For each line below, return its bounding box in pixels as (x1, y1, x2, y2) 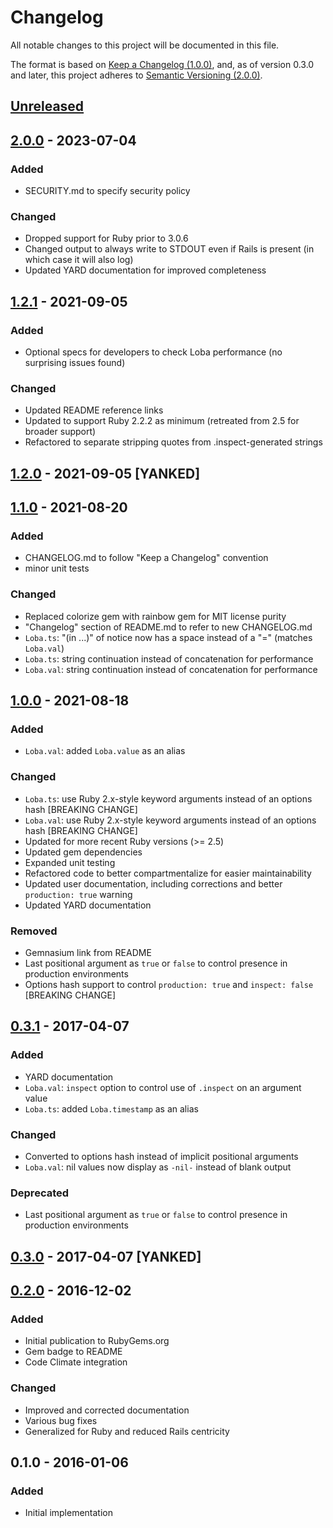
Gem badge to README (24, 1346, 123, 1358)
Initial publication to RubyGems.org (24, 1335, 170, 1347)
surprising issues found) (24, 357, 126, 368)
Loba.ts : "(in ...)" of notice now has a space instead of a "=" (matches (24, 631, 313, 643)
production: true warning (24, 888, 133, 900)
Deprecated (10, 1186, 70, 1200)
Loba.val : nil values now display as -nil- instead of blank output (24, 1161, 292, 1173)
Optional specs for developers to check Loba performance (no (24, 346, 283, 358)
